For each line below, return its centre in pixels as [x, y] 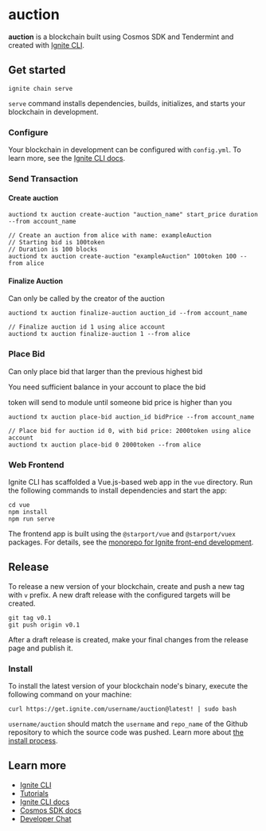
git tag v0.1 [30, 618]
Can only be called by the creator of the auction [86, 298]
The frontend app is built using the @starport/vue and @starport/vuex [122, 533]
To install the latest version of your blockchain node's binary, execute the [128, 686]
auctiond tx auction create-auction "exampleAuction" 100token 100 [123, 256]
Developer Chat [45, 818]
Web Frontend [36, 465]
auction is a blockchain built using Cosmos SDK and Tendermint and [121, 37]
